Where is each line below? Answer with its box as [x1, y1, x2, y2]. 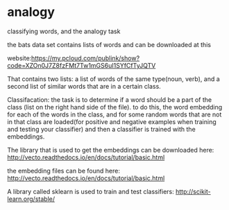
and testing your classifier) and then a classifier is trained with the [7, 125, 196, 133]
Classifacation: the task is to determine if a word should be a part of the [7, 95, 212, 104]
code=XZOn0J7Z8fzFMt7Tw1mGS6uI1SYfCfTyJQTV [7, 61, 156, 69]
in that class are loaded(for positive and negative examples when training [7, 117, 217, 125]
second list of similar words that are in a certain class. [7, 82, 161, 90]
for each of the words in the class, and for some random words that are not [7, 110, 222, 119]
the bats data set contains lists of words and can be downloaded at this [7, 40, 212, 49]
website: [7, 53, 32, 62]
